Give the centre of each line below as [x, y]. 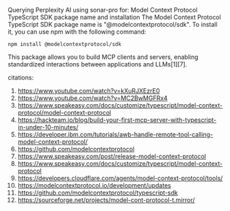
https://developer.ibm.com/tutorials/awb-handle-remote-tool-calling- [115, 134]
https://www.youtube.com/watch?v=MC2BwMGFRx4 [93, 98]
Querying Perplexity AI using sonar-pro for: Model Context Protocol [103, 10]
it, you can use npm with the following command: [77, 32]
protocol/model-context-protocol [64, 113]
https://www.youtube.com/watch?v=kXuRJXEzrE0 [89, 91]
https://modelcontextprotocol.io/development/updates [94, 185]
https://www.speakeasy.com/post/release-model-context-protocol [112, 156]
